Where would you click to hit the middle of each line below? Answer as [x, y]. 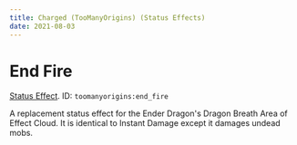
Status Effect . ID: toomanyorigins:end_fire [89, 96]
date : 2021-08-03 [42, 26]
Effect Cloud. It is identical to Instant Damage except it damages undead [145, 123]
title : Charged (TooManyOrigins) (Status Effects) [108, 18]
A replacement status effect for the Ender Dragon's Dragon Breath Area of [149, 113]
